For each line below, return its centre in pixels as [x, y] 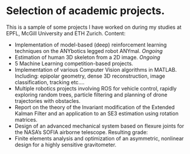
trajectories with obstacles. [47, 101]
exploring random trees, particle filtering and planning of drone [91, 95]
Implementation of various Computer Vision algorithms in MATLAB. [96, 69]
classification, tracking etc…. [49, 82]
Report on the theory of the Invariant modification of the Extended [95, 107]
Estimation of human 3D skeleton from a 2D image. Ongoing [87, 57]
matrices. [26, 119]
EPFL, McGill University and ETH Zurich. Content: [66, 33]
